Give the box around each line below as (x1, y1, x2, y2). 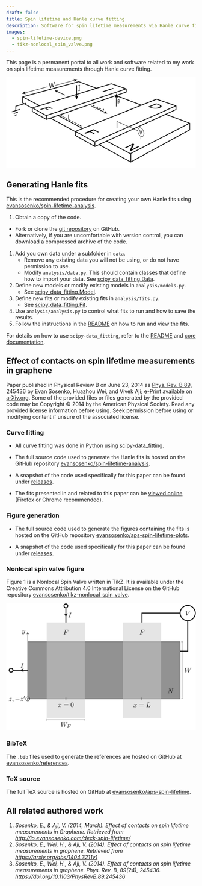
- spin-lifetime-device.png (11, 35, 82, 42)
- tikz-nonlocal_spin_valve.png (11, 42, 93, 48)
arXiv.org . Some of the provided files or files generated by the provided (6, 394, 183, 401)
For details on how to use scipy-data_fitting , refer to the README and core (6, 332, 196, 339)
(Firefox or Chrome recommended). (14, 496, 103, 503)
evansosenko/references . (6, 759, 70, 767)
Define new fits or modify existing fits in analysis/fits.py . (14, 295, 160, 302)
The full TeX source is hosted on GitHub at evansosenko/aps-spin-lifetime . (6, 788, 191, 796)
